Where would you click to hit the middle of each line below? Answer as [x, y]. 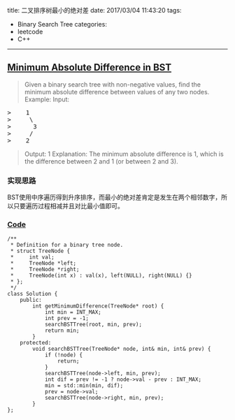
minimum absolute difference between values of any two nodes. [117, 92]
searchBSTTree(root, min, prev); [93, 325]
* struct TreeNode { [40, 251]
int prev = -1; [67, 319]
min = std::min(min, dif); [84, 386]
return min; [62, 331]
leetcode [30, 31]
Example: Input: [47, 99]
